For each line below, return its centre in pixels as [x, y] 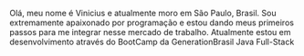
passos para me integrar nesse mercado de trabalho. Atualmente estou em [150, 32]
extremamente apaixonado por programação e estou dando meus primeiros [152, 23]
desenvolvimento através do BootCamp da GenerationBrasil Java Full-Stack [152, 42]
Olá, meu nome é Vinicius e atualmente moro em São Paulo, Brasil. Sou [143, 13]
